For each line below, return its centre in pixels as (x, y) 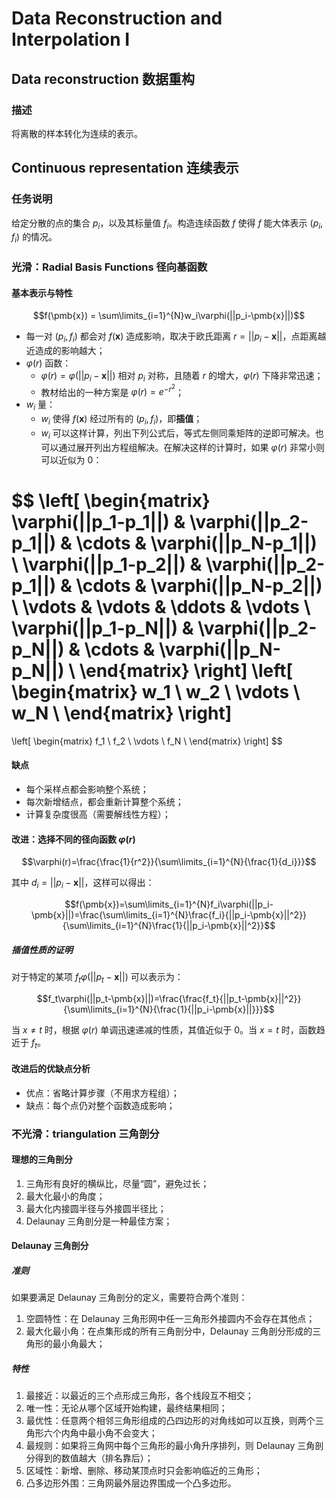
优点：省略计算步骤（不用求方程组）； (102, 1093)
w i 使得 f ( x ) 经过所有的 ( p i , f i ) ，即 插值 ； (121, 420)
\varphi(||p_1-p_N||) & (102, 628)
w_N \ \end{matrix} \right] (122, 713)
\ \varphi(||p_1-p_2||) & (107, 564)
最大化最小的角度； (65, 1196)
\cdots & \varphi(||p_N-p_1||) (196, 543)
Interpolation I (71, 39)
